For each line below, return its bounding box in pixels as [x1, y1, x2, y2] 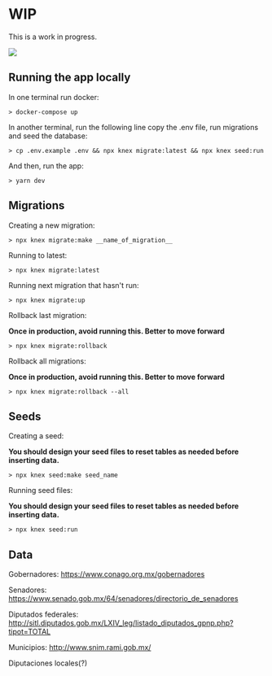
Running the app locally [8, 71, 131, 85]
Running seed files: [8, 486, 73, 495]
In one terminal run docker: [8, 92, 99, 102]
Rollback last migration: [8, 310, 87, 320]
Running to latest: [8, 250, 68, 260]
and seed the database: [8, 131, 88, 141]
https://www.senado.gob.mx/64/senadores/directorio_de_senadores [8, 594, 239, 604]
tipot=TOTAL [8, 627, 51, 637]
